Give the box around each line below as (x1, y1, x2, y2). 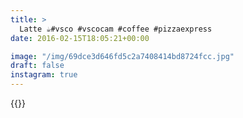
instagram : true (10, 70, 78, 80)
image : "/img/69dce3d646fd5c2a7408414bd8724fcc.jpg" (10, 51, 235, 61)
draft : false (10, 61, 65, 71)
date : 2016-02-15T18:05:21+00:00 (10, 33, 150, 43)
